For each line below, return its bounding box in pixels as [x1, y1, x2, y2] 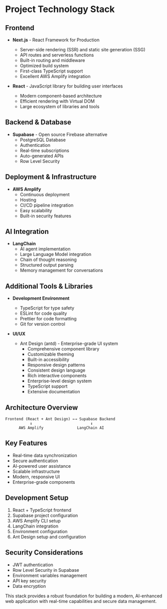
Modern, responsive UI [12, 474, 60, 480]
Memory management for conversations [20, 268, 103, 274]
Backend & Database [5, 118, 72, 127]
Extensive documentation [27, 389, 80, 395]
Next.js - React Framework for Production [12, 37, 100, 43]
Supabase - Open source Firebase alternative [12, 131, 108, 137]
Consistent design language [27, 367, 86, 373]
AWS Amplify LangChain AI [18, 425, 104, 430]
